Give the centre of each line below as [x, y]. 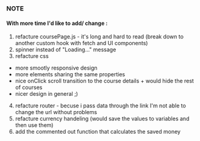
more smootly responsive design [56, 68]
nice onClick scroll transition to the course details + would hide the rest [104, 81]
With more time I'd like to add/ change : [57, 23]
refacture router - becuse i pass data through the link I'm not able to [100, 106]
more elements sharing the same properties [70, 74]
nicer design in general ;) [46, 94]
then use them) [34, 125]
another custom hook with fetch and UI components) [81, 43]
